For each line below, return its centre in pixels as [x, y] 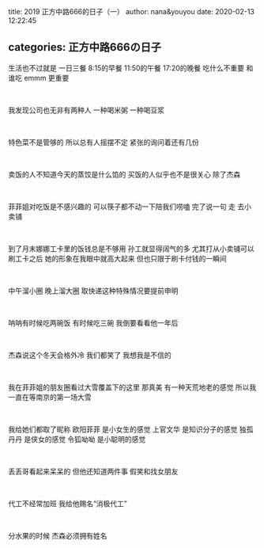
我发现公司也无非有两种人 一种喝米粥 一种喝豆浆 [86, 110]
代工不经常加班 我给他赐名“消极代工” [68, 503]
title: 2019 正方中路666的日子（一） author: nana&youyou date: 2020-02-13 [131, 11]
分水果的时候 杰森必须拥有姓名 [58, 535]
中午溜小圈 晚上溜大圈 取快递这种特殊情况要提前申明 [93, 291]
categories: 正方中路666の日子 [85, 47]
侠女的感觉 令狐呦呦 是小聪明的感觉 [88, 439]
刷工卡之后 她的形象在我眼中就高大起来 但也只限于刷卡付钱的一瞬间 [117, 258]
